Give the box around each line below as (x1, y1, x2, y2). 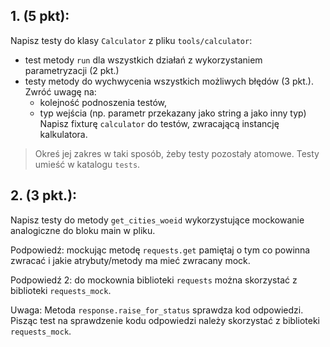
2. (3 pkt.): (10, 187, 78, 204)
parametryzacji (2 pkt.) (24, 64, 120, 76)
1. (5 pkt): (10, 8, 70, 25)
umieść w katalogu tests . (34, 158, 141, 170)
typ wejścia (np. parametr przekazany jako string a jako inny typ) (39, 107, 307, 119)
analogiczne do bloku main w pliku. (10, 224, 156, 236)
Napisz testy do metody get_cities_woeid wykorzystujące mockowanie (10, 214, 305, 226)
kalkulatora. (39, 128, 88, 140)
